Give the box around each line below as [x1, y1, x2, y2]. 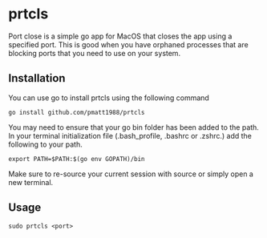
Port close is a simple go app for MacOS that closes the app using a [8, 31, 233, 41]
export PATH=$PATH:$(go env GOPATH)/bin [8, 155, 146, 163]
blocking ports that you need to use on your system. [8, 48, 181, 58]
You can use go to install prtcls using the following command [8, 93, 210, 103]
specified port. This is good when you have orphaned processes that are [8, 39, 249, 49]
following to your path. [8, 139, 83, 149]
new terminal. [8, 177, 54, 187]
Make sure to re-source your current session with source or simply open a [8, 169, 254, 179]
